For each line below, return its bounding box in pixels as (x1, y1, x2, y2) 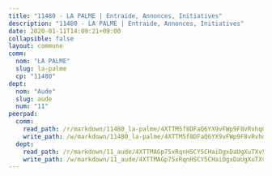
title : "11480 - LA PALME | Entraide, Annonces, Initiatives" (8, 11, 223, 20)
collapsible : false (8, 34, 74, 43)
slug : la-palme (15, 65, 67, 73)
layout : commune (8, 42, 63, 50)
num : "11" (15, 102, 49, 110)
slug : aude (15, 95, 53, 103)
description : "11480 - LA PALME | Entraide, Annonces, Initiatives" (8, 19, 244, 28)
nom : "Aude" (15, 87, 57, 96)
